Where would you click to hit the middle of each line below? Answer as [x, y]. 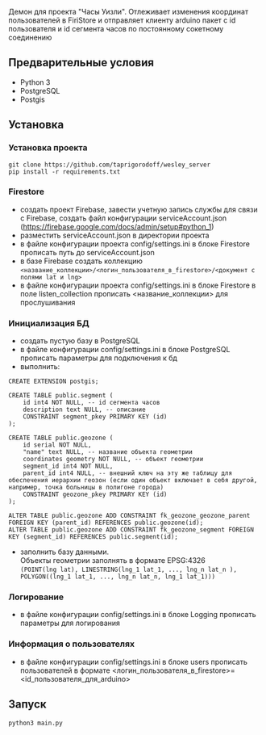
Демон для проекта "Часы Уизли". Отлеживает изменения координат [128, 12]
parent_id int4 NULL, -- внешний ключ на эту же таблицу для [127, 473]
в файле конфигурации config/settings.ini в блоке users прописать [134, 661]
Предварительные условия [81, 63]
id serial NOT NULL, [57, 445]
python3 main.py [35, 723]
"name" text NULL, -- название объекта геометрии [108, 452]
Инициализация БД [49, 323]
